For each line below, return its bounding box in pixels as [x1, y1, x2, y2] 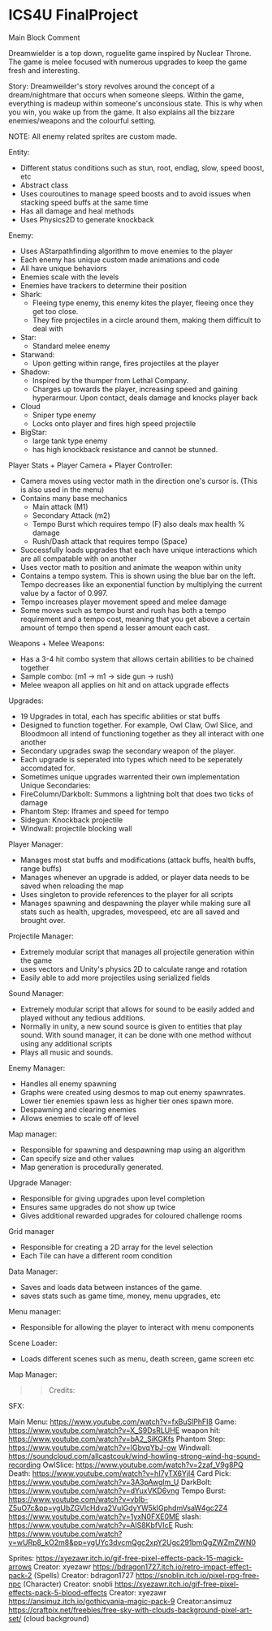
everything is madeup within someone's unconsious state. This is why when [8, 98, 264, 108]
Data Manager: [8, 1266, 58, 1276]
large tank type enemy [32, 436, 108, 446]
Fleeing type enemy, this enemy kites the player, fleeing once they [32, 298, 254, 308]
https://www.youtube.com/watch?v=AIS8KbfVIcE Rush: [8, 1520, 194, 1530]
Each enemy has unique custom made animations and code [19, 254, 220, 265]
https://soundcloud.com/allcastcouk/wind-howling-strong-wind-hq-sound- [8, 1451, 261, 1461]
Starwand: [19, 349, 55, 359]
